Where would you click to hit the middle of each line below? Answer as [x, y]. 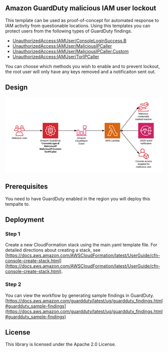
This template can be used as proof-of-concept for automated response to [82, 20]
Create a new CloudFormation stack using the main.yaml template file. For [81, 245]
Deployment [25, 220]
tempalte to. [17, 204]
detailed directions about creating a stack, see [53, 250]
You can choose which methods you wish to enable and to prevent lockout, [82, 66]
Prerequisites [26, 187]
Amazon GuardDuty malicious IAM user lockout [81, 8]
